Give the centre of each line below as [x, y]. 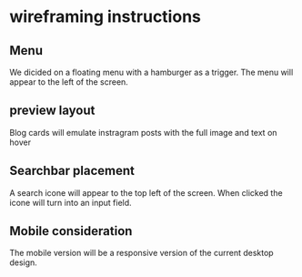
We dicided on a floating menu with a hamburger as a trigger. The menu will [151, 72]
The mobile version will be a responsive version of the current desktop [142, 253]
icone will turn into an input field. [70, 202]
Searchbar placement [72, 171]
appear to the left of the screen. [69, 82]
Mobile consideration [71, 231]
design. [24, 262]
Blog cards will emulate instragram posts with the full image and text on [143, 132]
